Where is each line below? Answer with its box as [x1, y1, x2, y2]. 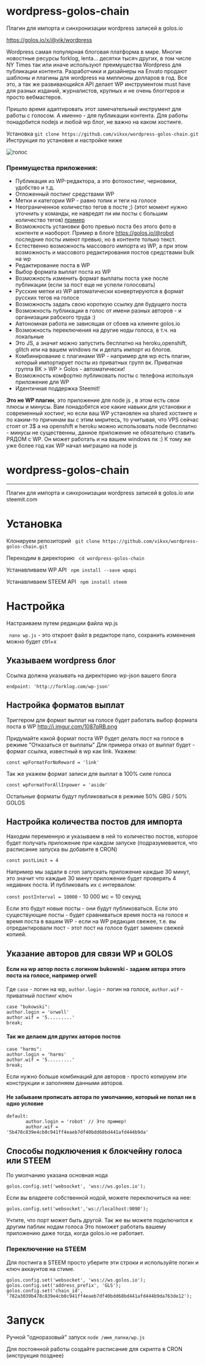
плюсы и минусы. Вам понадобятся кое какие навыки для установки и [6, 403, 191, 410]
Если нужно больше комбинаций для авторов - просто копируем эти [6, 1073, 187, 1080]
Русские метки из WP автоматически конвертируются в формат [15, 288, 184, 295]
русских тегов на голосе [15, 294, 79, 301]
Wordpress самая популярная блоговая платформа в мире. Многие [6, 48, 182, 56]
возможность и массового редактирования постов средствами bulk [15, 249, 195, 256]
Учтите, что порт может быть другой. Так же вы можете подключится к [6, 1217, 193, 1224]
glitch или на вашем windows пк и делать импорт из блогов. [15, 346, 172, 353]
